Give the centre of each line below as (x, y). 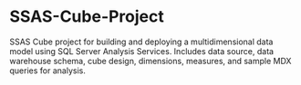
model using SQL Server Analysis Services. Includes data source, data (142, 51)
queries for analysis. (48, 71)
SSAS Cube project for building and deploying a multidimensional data (141, 42)
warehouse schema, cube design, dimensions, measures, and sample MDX (150, 61)
